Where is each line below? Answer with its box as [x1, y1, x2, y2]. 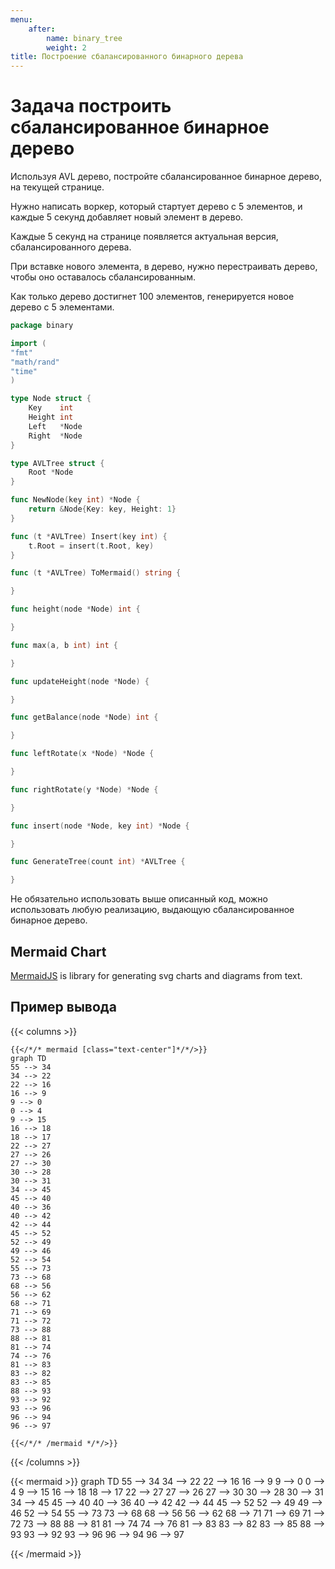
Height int [28, 412, 74, 423]
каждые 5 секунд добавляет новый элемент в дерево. [10, 211, 244, 223]
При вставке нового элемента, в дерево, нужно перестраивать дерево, [10, 261, 318, 273]
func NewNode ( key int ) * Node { [10, 495, 141, 505]
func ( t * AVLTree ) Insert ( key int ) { [10, 531, 168, 541]
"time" [10, 366, 38, 376]
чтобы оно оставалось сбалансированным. [10, 271, 196, 283]
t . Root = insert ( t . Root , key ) [28, 541, 155, 551]
